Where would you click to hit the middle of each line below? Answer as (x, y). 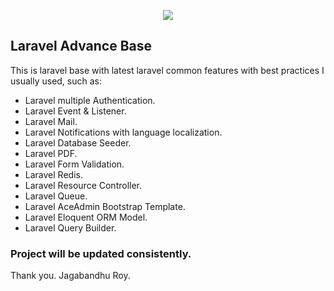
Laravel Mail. (51, 121)
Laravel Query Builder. (70, 227)
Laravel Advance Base (81, 46)
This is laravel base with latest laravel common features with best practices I (167, 70)
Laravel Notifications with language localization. (123, 132)
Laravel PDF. (51, 153)
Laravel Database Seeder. (78, 142)
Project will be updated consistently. (101, 253)
